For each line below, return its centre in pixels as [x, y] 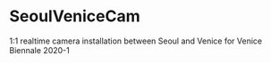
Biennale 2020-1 [39, 50]
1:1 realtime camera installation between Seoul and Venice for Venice [135, 41]
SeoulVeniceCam [75, 16]
